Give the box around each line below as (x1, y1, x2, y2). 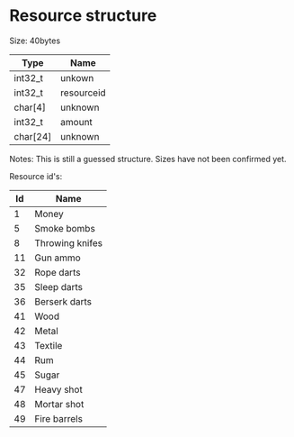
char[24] (13, 130, 52, 142)
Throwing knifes (34, 236, 103, 249)
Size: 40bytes (9, 35, 61, 46)
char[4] (13, 101, 47, 114)
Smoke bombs (34, 222, 96, 234)
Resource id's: (9, 170, 63, 181)
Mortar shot (34, 397, 85, 410)
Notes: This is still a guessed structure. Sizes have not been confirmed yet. (9, 153, 287, 164)
